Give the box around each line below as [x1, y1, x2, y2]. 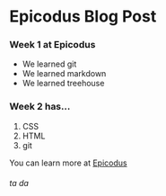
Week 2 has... [9, 101, 71, 113]
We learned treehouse [22, 78, 105, 89]
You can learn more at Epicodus [9, 157, 127, 168]
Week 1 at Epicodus [9, 39, 96, 51]
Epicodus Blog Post [9, 6, 157, 27]
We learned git [22, 58, 77, 69]
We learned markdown [22, 68, 107, 79]
